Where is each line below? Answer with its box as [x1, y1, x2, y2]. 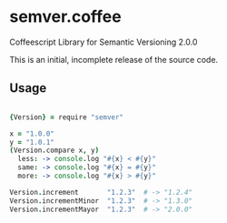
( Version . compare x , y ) [9, 146, 100, 156]
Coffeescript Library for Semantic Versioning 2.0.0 [9, 36, 198, 47]
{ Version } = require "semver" [9, 112, 124, 122]
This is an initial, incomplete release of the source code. [9, 54, 219, 65]
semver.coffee [9, 6, 122, 27]
